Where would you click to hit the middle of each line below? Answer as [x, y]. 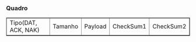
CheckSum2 [169, 26]
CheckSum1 [129, 26]
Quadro [17, 8]
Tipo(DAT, [24, 23]
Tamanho [65, 26]
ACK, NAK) [24, 30]
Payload [95, 26]
